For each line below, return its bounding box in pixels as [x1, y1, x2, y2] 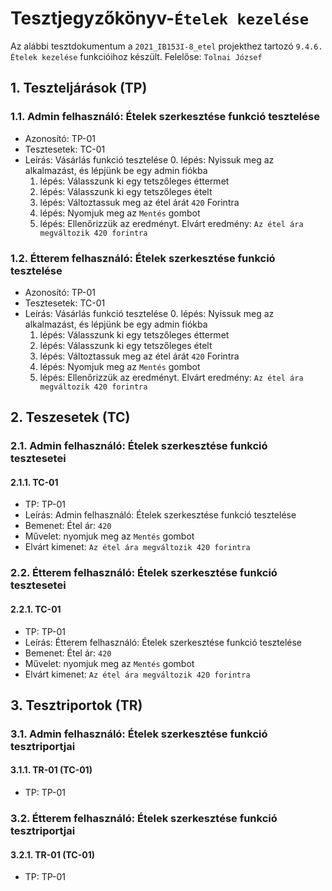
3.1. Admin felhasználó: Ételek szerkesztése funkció [10, 727, 268, 741]
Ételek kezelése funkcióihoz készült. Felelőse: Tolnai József [10, 50, 263, 62]
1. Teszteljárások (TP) [10, 80, 148, 97]
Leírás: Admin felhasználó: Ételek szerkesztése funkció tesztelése [24, 509, 297, 521]
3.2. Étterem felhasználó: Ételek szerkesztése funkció [10, 812, 278, 825]
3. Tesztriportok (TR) [10, 697, 143, 714]
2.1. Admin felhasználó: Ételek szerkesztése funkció [10, 439, 268, 453]
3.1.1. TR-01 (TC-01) [10, 764, 93, 776]
